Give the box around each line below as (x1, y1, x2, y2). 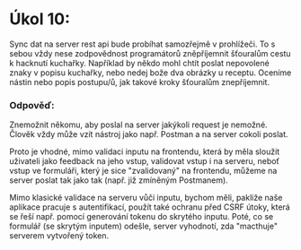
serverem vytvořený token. (9, 230, 110, 241)
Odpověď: (9, 99, 56, 111)
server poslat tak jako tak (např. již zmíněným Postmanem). (9, 175, 229, 185)
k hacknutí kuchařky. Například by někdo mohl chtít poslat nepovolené (9, 57, 270, 68)
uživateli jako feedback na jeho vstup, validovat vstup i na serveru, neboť (9, 156, 280, 167)
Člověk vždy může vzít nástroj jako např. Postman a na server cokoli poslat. (9, 129, 289, 140)
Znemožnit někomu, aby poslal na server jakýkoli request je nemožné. (9, 119, 268, 130)
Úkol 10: (9, 9, 70, 30)
